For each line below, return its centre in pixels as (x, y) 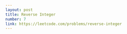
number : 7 (16, 19)
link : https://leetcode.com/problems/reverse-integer (64, 24)
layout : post (19, 10)
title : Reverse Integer (31, 14)
